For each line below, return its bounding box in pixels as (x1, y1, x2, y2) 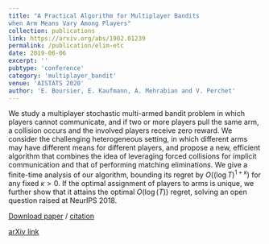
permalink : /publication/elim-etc (8, 42, 125, 50)
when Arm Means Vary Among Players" (8, 19, 131, 27)
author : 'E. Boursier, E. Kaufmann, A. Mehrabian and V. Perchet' (8, 86, 236, 95)
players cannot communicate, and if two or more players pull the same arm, (8, 118, 259, 127)
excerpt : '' (8, 57, 48, 65)
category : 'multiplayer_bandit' (8, 72, 117, 80)
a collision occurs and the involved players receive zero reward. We (8, 126, 233, 135)
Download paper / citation (8, 211, 95, 221)
